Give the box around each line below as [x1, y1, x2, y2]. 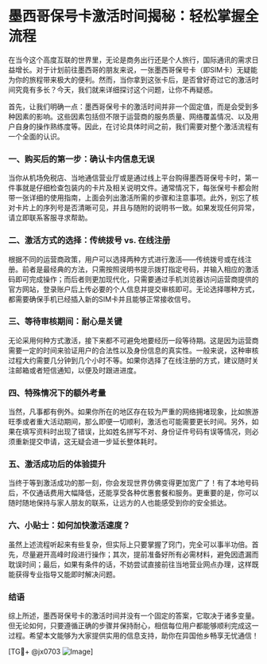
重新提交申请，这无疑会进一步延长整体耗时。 [14, 437, 161, 447]
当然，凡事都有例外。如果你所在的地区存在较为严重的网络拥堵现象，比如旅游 [8, 407, 259, 416]
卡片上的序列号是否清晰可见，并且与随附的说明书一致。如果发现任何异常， [14, 203, 259, 213]
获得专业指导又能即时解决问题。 [14, 569, 120, 579]
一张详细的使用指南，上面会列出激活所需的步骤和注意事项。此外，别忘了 [14, 193, 252, 203]
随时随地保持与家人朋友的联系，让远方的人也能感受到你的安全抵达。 [8, 498, 231, 508]
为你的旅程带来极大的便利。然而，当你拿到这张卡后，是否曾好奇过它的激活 [8, 75, 252, 84]
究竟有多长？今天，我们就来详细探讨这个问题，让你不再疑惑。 [14, 84, 217, 94]
